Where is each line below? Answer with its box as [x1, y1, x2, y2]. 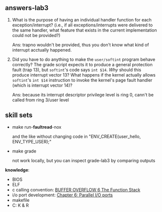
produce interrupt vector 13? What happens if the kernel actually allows [12, 72, 156, 77]
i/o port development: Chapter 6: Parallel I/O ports [12, 192, 113, 198]
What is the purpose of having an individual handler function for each [12, 17, 152, 22]
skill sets [5, 111, 33, 119]
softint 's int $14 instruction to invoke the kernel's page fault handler [12, 77, 153, 83]
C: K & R [12, 202, 29, 208]
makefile [12, 197, 30, 203]
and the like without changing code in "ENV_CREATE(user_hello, [12, 134, 141, 139]
